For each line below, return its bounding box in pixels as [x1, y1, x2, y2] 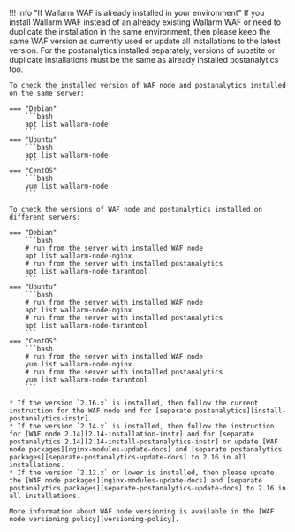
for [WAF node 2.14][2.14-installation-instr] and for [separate [9, 429, 254, 438]
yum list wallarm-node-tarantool [25, 375, 148, 384]
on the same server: [9, 89, 86, 97]
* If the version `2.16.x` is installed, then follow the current [9, 398, 259, 407]
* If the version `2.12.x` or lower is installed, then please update [9, 468, 275, 477]
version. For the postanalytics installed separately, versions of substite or [9, 45, 276, 56]
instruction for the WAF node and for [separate [9, 406, 192, 415]
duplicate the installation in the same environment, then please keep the [9, 27, 271, 36]
